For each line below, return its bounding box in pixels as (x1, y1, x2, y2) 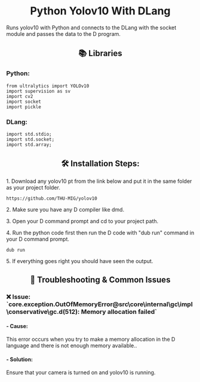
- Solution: (6, 356, 33, 363)
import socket (6, 99, 42, 105)
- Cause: (6, 322, 28, 329)
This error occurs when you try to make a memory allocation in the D (6, 336, 176, 343)
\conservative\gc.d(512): (6, 308, 80, 316)
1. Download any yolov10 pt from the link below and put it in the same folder (6, 178, 192, 185)
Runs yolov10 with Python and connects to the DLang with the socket (6, 24, 177, 31)
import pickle (6, 103, 42, 110)
